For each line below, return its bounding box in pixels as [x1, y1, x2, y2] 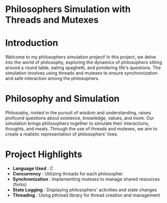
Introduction [5, 37, 59, 49]
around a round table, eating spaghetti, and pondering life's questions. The [5, 64, 161, 71]
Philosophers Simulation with [5, 4, 131, 15]
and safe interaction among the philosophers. [5, 76, 100, 82]
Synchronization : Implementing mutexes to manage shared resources [12, 176, 160, 182]
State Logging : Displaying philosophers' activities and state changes [12, 187, 157, 192]
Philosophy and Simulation [5, 93, 120, 104]
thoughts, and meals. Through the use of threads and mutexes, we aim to [5, 126, 157, 132]
